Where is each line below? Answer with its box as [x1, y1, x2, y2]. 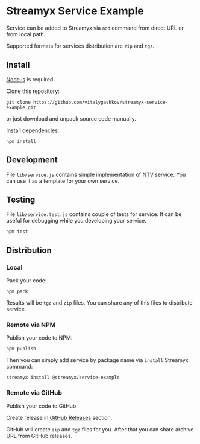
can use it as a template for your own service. [6, 177, 120, 185]
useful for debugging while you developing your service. [6, 217, 146, 224]
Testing [6, 194, 36, 205]
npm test [6, 229, 28, 235]
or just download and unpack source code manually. [6, 115, 137, 122]
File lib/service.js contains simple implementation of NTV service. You [6, 171, 186, 178]
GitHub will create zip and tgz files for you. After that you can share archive [6, 425, 194, 433]
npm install [6, 138, 36, 144]
